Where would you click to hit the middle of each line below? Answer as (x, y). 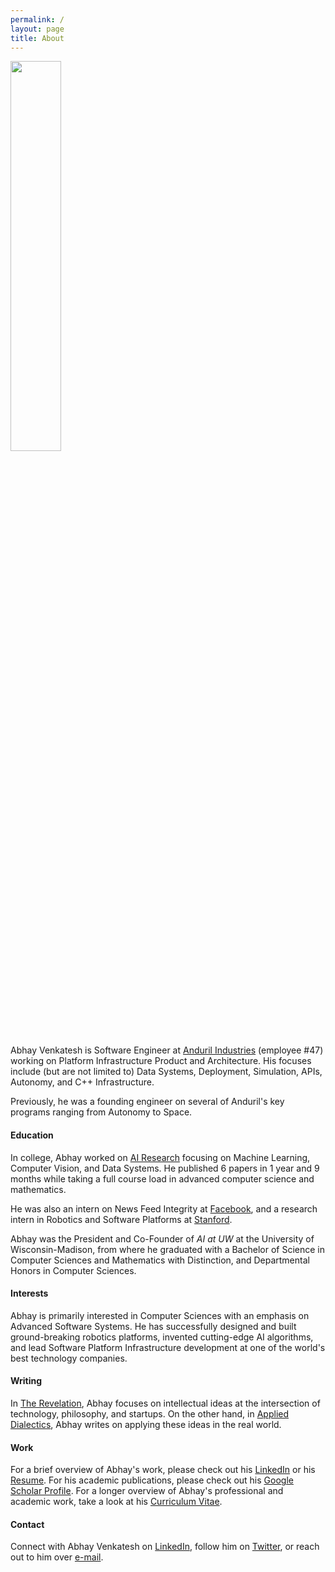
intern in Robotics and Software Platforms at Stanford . (121, 1219)
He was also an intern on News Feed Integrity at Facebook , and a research (164, 1208)
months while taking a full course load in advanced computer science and (162, 1178)
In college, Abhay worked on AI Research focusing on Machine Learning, (160, 1157)
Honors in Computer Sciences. (73, 1270)
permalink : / (37, 19)
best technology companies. (69, 1358)
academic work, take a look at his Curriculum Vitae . (116, 1502)
